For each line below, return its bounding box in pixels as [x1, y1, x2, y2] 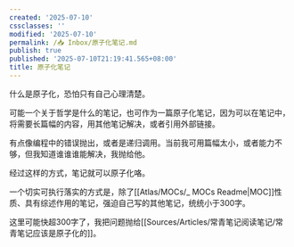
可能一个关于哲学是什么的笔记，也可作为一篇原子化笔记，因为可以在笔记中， [9, 107, 290, 118]
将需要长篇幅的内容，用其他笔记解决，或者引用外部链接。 [9, 118, 220, 129]
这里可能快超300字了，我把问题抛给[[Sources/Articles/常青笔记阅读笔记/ [9, 216, 276, 227]
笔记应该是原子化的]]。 [16, 227, 102, 238]
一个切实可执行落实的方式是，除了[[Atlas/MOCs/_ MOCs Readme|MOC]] [9, 186, 274, 197]
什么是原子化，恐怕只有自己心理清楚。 [9, 88, 150, 99]
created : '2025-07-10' [9, 12, 94, 22]
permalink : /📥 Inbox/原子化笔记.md [9, 37, 138, 47]
